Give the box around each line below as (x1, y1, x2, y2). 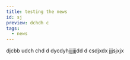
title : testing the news (6, 8, 68, 15)
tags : (6, 25, 20, 31)
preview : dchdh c (6, 20, 49, 26)
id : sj (6, 14, 23, 20)
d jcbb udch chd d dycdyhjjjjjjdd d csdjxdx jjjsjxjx (6, 47, 124, 54)
